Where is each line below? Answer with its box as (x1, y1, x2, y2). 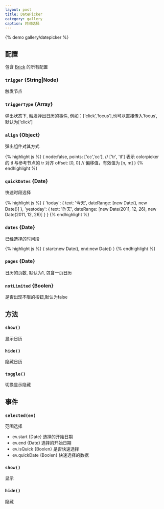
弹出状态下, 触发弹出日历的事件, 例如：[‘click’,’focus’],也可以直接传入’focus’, (5, 113, 158, 119)
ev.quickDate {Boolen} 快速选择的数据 (12, 452, 89, 458)
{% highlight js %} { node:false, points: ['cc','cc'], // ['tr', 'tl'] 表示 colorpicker (5, 154, 159, 159)
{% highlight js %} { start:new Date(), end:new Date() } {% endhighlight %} (5, 246, 156, 252)
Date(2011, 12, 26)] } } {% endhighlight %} (5, 212, 90, 218)
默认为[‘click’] (5, 119, 33, 125)
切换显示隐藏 (5, 382, 31, 388)
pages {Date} (5, 258, 35, 265)
